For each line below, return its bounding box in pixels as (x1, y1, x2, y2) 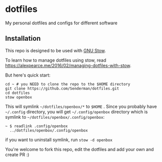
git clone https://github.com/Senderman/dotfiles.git (5, 86, 120, 91)
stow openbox (5, 94, 32, 100)
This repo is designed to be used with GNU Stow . (5, 47, 106, 53)
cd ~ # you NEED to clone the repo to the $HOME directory (5, 81, 131, 86)
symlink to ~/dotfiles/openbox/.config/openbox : (5, 114, 105, 120)
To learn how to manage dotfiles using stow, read (5, 57, 106, 63)
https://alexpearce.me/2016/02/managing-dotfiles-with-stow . (5, 62, 132, 68)
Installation (5, 34, 41, 43)
